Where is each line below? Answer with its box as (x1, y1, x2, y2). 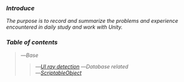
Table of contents (6, 38, 58, 46)
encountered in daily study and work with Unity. (6, 23, 123, 30)
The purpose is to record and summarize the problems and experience (6, 18, 179, 25)
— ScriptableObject (35, 69, 82, 76)
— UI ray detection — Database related (35, 63, 129, 70)
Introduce (6, 4, 35, 12)
